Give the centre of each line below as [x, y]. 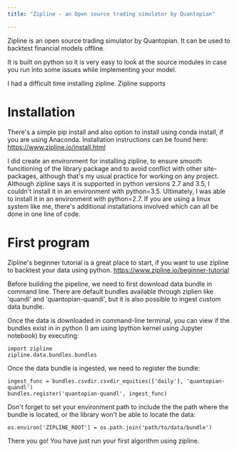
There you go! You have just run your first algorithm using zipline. [104, 441]
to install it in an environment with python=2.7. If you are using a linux [109, 199]
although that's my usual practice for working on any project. [129, 176]
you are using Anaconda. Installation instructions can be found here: [108, 139]
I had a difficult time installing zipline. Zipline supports [86, 83]
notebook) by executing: [43, 335]
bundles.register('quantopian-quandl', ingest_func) [87, 394]
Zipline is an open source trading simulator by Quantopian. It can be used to [119, 41]
